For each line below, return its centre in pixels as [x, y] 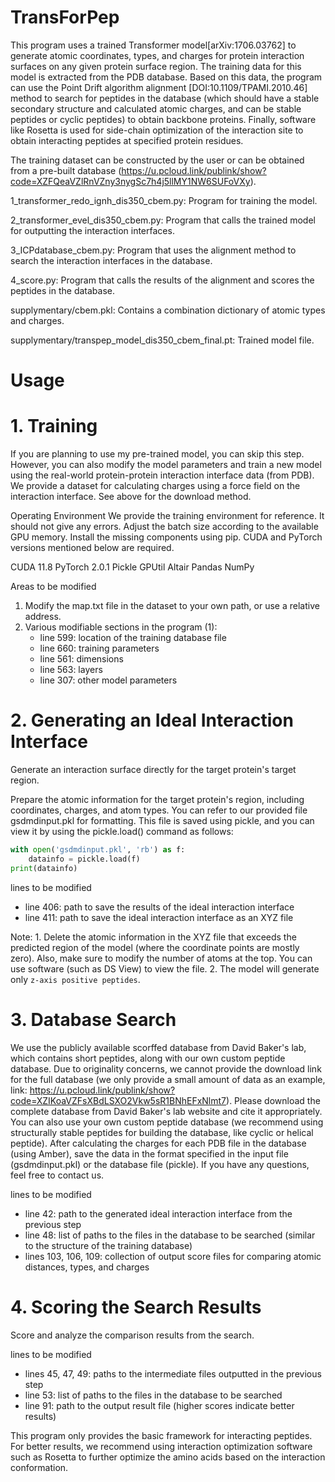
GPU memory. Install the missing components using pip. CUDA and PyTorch [166, 537]
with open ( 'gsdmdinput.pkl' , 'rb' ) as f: [98, 850]
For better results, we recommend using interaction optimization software [161, 1446]
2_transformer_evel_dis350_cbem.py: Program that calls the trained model [163, 220]
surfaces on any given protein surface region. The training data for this [156, 66]
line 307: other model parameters [108, 680]
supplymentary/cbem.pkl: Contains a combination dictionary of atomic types [168, 310]
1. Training [54, 426]
